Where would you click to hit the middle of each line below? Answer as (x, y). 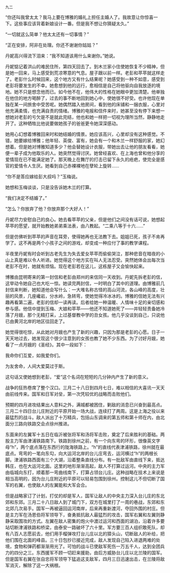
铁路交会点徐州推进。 (49, 424)
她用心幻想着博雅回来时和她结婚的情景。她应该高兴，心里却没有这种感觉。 (83, 134)
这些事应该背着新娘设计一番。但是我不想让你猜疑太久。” (72, 24)
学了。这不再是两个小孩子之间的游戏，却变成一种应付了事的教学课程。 (78, 243)
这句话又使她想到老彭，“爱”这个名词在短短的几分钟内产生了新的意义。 (78, 377)
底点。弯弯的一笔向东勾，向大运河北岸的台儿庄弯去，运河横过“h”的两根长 (82, 453)
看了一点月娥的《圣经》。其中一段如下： (46, 345)
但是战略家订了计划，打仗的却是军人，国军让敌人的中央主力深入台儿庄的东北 (85, 496)
